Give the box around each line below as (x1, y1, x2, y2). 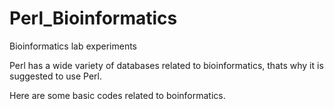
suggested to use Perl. (9, 70, 102, 82)
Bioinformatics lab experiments (9, 40, 137, 52)
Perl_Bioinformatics (9, 7, 178, 30)
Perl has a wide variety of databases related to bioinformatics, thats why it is (9, 59, 324, 71)
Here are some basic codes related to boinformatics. (9, 89, 226, 101)
